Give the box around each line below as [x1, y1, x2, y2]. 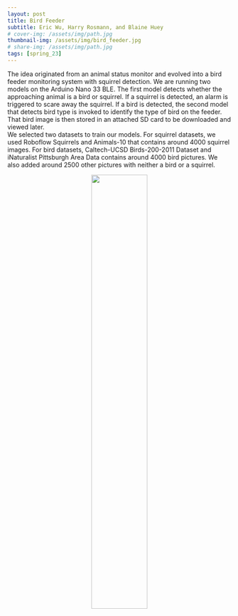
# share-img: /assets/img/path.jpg [7, 43, 113, 51]
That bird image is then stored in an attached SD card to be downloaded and [7, 115, 232, 123]
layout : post [7, 10, 46, 18]
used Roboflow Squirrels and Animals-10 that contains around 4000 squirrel [7, 137, 229, 146]
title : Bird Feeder [7, 17, 65, 24]
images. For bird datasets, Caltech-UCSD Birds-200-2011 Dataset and [7, 145, 212, 154]
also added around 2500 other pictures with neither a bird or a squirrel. [7, 160, 215, 169]
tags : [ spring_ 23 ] [7, 51, 62, 58]
